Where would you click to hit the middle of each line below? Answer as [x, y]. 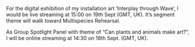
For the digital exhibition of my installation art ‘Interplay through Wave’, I [92, 8]
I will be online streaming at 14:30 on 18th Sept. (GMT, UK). [77, 38]
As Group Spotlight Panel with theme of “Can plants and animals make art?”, [98, 32]
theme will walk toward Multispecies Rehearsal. [63, 21]
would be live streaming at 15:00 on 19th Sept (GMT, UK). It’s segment [90, 15]
